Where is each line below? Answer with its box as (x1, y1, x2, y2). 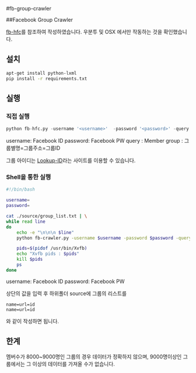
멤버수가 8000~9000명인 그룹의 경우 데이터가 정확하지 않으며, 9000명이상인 (6, 353, 182, 360)
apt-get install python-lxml (6, 70, 77, 76)
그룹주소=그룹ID (23, 144, 61, 151)
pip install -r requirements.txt (6, 75, 87, 81)
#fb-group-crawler (6, 5, 51, 12)
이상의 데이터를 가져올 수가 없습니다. (32, 360, 116, 367)
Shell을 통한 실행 (6, 173, 51, 181)
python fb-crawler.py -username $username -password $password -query (16, 235, 192, 241)
